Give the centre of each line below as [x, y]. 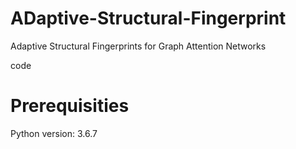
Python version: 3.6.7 [54, 133]
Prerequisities [70, 106]
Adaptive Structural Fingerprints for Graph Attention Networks [138, 46]
